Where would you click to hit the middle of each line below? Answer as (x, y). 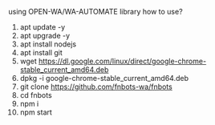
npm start (36, 112)
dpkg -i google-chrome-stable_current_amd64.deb (104, 78)
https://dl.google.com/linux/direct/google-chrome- (123, 61)
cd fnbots (36, 95)
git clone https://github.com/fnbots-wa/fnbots (96, 87)
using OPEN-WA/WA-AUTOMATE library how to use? (95, 12)
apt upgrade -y (45, 36)
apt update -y (43, 27)
